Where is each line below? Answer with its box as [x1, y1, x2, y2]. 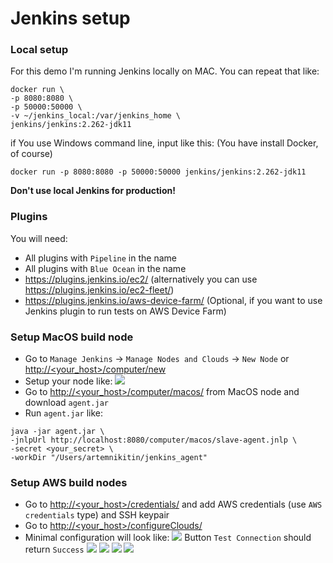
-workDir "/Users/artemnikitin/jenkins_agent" [10, 453, 208, 463]
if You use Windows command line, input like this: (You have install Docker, [10, 137, 319, 149]
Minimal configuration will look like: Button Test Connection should [24, 532, 312, 544]
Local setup [10, 43, 69, 57]
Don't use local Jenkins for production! [10, 185, 176, 197]
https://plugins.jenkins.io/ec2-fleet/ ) [24, 283, 175, 296]
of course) [10, 148, 53, 160]
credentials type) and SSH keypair [24, 509, 170, 521]
